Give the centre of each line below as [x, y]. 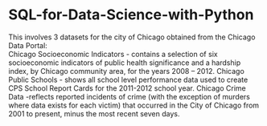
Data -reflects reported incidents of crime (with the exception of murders [129, 96]
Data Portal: [28, 45]
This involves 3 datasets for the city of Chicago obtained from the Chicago [132, 37]
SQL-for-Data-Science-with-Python [131, 15]
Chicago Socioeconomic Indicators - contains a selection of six [113, 54]
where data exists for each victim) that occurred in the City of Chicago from [134, 105]
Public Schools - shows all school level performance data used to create [128, 79]
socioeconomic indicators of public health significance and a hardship [125, 63]
